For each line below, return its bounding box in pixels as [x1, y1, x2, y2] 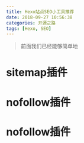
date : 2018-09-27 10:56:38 [6, 14, 73, 20]
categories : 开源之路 [6, 20, 56, 26]
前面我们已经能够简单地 [20, 42, 78, 50]
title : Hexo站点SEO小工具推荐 [6, 8, 75, 15]
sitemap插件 [6, 66, 68, 80]
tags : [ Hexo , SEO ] [6, 25, 51, 32]
